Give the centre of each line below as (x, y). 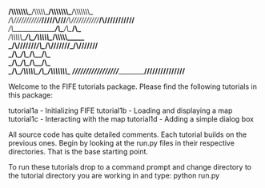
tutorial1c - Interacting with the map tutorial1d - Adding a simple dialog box (131, 119)
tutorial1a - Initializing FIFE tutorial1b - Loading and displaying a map (120, 110)
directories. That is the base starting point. (78, 152)
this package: (31, 95)
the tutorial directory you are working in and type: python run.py (114, 176)
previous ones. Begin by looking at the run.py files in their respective (121, 143)
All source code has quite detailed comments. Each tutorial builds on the (128, 134)
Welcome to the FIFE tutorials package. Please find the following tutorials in (133, 86)
